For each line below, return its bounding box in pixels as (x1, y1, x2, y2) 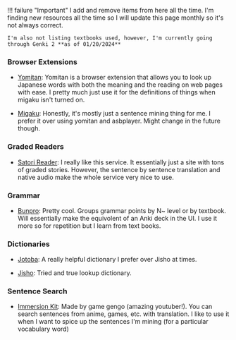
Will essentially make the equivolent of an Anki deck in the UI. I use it (17, 214, 217, 222)
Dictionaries (7, 239, 51, 249)
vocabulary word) (17, 324, 69, 334)
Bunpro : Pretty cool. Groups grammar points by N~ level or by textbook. (17, 206, 227, 214)
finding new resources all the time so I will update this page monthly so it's (7, 13, 224, 22)
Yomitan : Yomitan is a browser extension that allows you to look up (17, 73, 212, 82)
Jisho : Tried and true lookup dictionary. (17, 269, 132, 277)
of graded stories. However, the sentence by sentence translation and (17, 165, 221, 174)
